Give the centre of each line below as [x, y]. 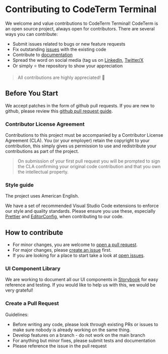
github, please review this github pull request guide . [59, 111]
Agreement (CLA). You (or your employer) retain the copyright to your [77, 141]
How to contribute [34, 232]
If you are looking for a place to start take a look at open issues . [79, 255]
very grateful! [19, 290]
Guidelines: [17, 314]
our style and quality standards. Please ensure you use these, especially [80, 211]
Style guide [20, 185]
